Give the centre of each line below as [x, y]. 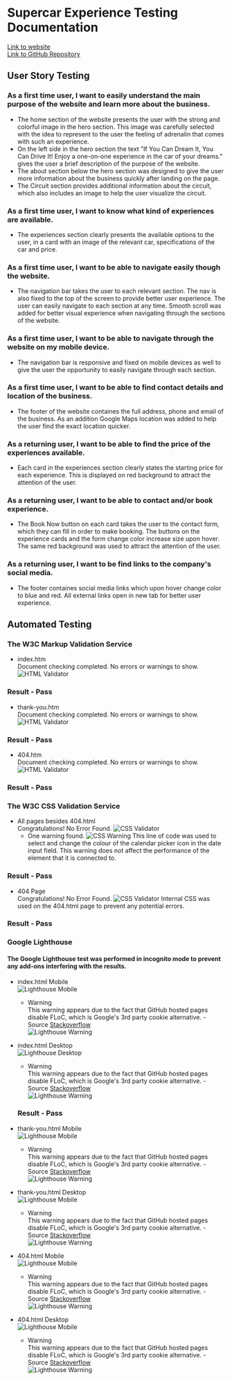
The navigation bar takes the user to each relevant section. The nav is [117, 291]
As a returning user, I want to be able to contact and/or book [110, 500]
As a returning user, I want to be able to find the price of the [109, 443]
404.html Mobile [41, 1256]
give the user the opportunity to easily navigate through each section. [117, 369]
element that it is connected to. [72, 858]
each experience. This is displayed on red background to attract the [114, 475]
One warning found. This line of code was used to [122, 836]
